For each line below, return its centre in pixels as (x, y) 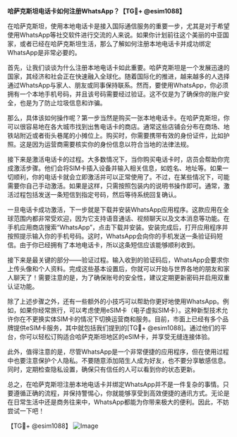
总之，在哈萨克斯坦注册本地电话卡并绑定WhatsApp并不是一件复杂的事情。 (115, 384)
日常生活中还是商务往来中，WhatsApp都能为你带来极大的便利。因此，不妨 (121, 402)
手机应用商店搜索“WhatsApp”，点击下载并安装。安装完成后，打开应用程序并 (118, 227)
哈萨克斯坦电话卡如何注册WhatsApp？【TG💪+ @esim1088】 (96, 11)
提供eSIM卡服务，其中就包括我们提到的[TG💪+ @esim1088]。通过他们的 (117, 328)
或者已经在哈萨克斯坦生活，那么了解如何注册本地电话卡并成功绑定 (115, 44)
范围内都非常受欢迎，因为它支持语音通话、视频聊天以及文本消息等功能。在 (121, 218)
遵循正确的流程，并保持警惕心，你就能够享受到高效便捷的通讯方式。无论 (118, 393)
